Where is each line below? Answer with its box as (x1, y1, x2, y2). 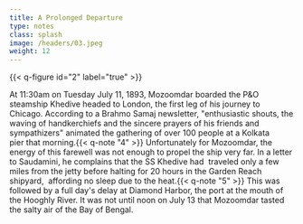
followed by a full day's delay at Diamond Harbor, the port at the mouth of (9, 185, 284, 196)
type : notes (9, 22, 54, 31)
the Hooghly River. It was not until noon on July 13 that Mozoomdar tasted (9, 195, 285, 206)
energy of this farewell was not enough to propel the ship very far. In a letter (9, 146, 293, 158)
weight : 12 (9, 47, 51, 56)
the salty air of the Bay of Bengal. (9, 204, 134, 215)
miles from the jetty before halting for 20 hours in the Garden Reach (9, 166, 262, 177)
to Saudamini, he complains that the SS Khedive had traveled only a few (9, 156, 279, 167)
